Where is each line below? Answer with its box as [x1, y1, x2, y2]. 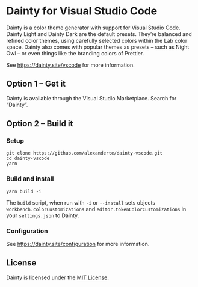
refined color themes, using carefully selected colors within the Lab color [6, 37, 188, 44]
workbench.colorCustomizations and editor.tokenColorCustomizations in [6, 205, 187, 212]
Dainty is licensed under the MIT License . [6, 274, 110, 281]
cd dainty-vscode [6, 155, 50, 162]
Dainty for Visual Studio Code [6, 4, 158, 18]
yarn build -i [6, 188, 42, 194]
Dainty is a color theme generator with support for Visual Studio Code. [6, 24, 181, 31]
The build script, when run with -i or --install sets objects [6, 199, 155, 206]
